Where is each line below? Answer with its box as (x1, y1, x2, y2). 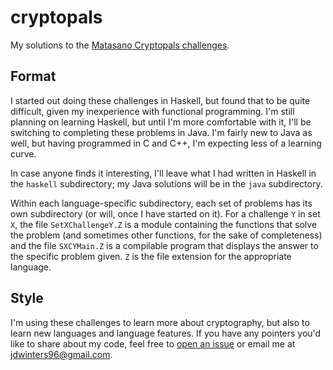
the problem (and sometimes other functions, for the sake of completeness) (10, 229, 323, 241)
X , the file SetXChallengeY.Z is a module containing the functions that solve (10, 218, 318, 230)
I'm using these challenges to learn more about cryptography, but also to (10, 316, 310, 328)
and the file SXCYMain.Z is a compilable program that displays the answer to (10, 239, 319, 251)
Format (10, 68, 57, 85)
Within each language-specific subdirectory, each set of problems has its (10, 197, 313, 209)
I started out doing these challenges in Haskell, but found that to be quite (10, 94, 311, 106)
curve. (10, 147, 37, 160)
